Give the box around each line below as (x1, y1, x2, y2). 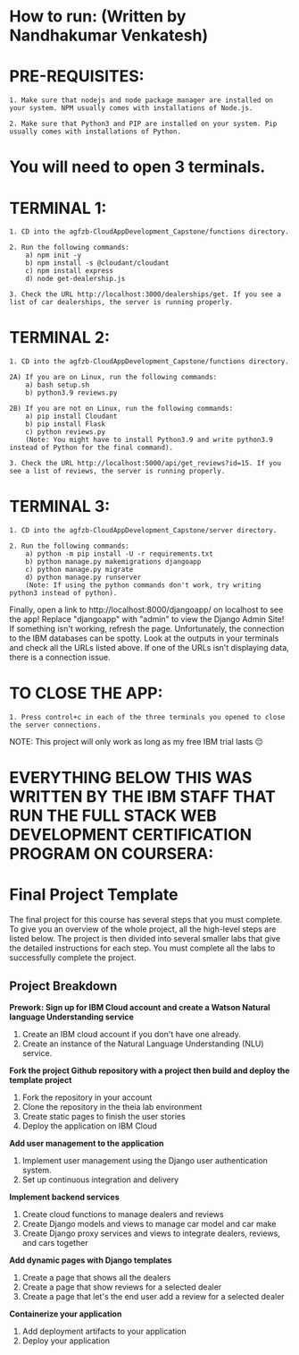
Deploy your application (21, 1335, 110, 1346)
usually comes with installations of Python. (9, 127, 181, 136)
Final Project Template (9, 884, 179, 905)
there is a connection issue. (9, 652, 111, 663)
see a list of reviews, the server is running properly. (9, 467, 226, 476)
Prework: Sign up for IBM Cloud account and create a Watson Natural (9, 1002, 270, 1012)
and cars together (21, 1238, 88, 1248)
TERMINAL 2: (9, 328, 110, 348)
